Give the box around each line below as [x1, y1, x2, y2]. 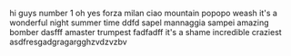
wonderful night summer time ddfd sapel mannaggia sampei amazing [9, 17, 269, 28]
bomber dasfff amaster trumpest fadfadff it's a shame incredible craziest [9, 27, 282, 37]
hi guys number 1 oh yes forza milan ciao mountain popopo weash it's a [9, 8, 277, 18]
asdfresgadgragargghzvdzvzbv [9, 36, 127, 47]
